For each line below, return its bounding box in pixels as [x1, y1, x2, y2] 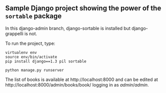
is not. [24, 30, 38, 37]
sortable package [5, 12, 62, 21]
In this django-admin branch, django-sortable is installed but [5, 25, 131, 31]
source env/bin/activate [5, 54, 57, 59]
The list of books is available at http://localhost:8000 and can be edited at [5, 76, 158, 82]
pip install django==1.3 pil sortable [5, 59, 87, 64]
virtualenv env [5, 50, 37, 55]
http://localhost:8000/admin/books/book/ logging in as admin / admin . [5, 81, 149, 87]
